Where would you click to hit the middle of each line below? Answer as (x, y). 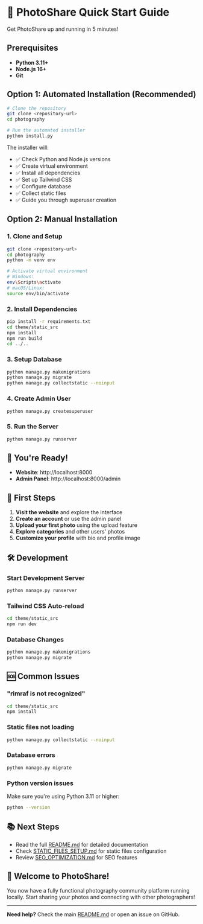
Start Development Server (46, 578)
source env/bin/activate (38, 293)
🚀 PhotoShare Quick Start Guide (88, 12)
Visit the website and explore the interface (69, 512)
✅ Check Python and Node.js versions (63, 159)
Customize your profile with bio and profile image (78, 538)
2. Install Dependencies (42, 309)
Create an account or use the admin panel (68, 519)
